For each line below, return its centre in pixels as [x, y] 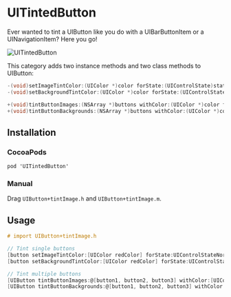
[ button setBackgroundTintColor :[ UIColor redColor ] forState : [98, 261]
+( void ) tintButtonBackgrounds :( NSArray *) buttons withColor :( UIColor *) [113, 111]
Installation [32, 132]
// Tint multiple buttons [44, 274]
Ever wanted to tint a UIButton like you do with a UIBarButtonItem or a [106, 32]
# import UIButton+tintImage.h [52, 236]
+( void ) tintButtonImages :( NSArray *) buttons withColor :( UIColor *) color [113, 105]
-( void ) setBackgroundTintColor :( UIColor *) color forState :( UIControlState [117, 92]
